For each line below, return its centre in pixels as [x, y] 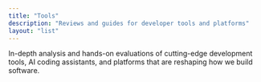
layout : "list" [34, 31]
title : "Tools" [34, 16]
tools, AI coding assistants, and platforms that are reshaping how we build [130, 62]
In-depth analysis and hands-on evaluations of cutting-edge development [130, 54]
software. [24, 71]
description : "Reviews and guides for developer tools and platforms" [129, 23]
